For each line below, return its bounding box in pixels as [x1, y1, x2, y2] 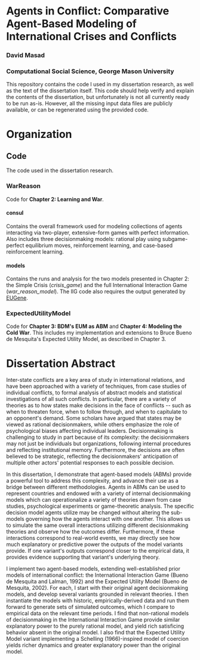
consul [6, 209, 24, 216]
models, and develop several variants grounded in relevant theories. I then [6, 590, 189, 598]
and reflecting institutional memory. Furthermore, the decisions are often [6, 447, 185, 454]
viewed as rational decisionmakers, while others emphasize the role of [6, 421, 179, 428]
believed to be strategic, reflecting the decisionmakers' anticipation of [6, 453, 179, 460]
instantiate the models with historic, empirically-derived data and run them [6, 597, 189, 604]
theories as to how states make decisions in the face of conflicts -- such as [6, 402, 192, 409]
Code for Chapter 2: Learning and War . [6, 195, 104, 203]
